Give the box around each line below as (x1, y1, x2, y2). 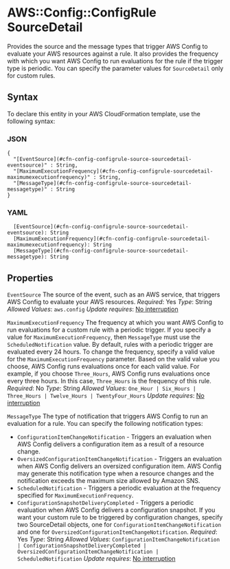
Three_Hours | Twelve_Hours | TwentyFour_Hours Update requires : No (7, 391, 205, 400)
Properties (7, 272, 54, 283)
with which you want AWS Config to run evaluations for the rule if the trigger (7, 56, 223, 65)
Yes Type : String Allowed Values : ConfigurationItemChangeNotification (16, 535, 220, 544)
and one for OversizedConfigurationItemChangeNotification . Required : (16, 528, 218, 536)
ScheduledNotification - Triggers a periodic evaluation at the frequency (16, 484, 221, 493)
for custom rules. (7, 71, 56, 80)
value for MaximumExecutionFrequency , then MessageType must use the (7, 333, 200, 341)
